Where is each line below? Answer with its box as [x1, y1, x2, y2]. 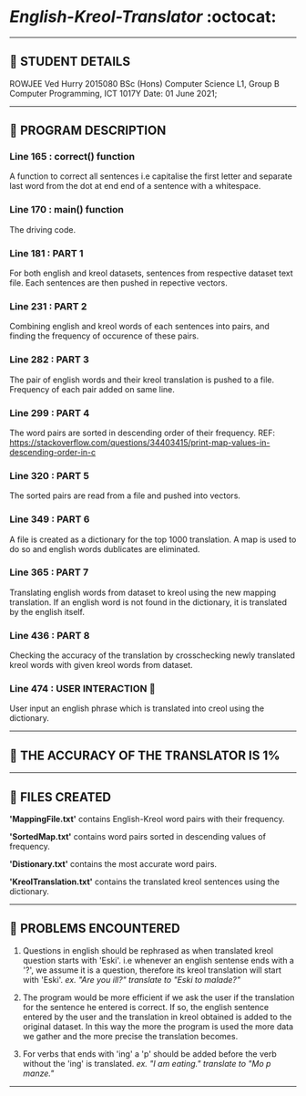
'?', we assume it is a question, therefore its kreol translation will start [22, 965, 282, 976]
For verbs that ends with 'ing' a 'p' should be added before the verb [22, 1048, 277, 1059]
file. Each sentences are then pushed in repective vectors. [9, 277, 228, 288]
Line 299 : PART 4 [9, 406, 90, 419]
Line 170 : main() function [9, 204, 125, 216]
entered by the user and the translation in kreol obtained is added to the [22, 1011, 292, 1022]
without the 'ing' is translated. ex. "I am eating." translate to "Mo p [22, 1058, 271, 1069]
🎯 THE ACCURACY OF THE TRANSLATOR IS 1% [9, 747, 280, 763]
